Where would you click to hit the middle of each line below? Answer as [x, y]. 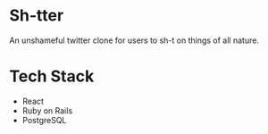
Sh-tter [37, 16]
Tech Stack [52, 76]
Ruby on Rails [47, 110]
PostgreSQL [44, 120]
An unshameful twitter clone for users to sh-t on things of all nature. [134, 40]
